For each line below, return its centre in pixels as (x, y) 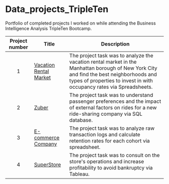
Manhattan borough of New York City (113, 68)
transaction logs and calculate (105, 134)
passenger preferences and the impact (115, 101)
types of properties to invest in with (111, 80)
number (19, 47)
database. (81, 120)
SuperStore (48, 164)
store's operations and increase (107, 161)
